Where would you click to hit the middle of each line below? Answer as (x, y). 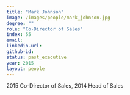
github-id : (20, 52)
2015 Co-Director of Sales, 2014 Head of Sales (65, 86)
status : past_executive (37, 57)
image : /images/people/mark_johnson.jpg (59, 18)
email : (15, 40)
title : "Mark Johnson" (35, 12)
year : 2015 (20, 63)
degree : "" (20, 23)
